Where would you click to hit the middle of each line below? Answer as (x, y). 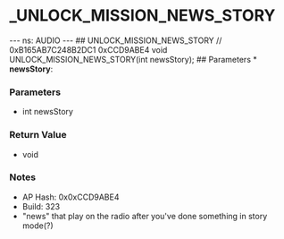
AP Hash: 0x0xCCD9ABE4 (71, 197)
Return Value (38, 135)
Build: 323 (41, 206)
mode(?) (38, 226)
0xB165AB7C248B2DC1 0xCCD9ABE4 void (88, 49)
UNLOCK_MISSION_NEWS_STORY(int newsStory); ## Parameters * (133, 59)
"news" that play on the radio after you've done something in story (145, 216)
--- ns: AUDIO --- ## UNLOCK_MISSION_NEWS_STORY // (116, 40)
